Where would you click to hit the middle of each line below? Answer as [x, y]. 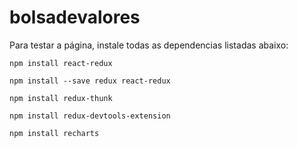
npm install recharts [54, 133]
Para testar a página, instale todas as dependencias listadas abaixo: [149, 45]
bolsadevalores [75, 17]
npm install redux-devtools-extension [90, 116]
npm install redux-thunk [61, 98]
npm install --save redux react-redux [90, 81]
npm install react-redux [61, 63]
